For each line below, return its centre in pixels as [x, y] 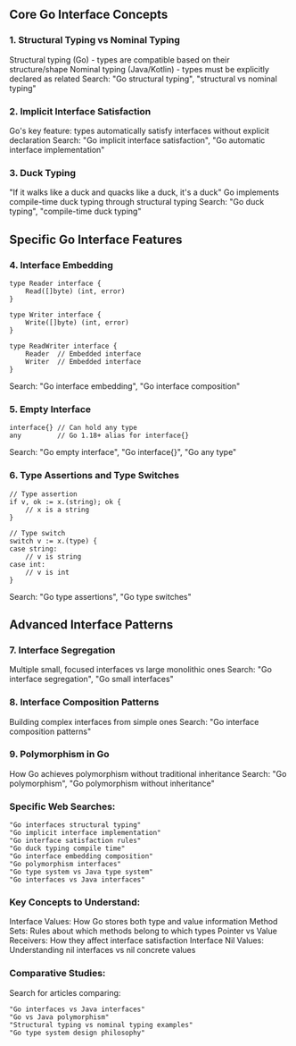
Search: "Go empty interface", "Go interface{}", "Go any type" [123, 452]
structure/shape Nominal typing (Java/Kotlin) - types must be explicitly [140, 69]
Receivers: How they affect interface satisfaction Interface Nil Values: [137, 941]
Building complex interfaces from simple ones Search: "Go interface [134, 721]
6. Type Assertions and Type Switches [95, 476]
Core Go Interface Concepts [89, 15]
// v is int [47, 572]
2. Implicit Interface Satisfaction [80, 111]
